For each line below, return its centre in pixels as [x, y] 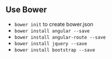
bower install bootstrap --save [55, 50]
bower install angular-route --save [60, 37]
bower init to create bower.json [54, 24]
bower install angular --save [52, 31]
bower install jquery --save [51, 44]
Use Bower [26, 10]
